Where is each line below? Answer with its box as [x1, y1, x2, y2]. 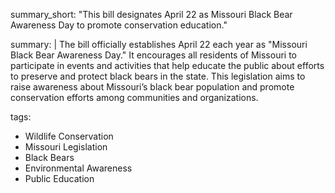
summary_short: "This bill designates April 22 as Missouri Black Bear [10, 9, 293, 20]
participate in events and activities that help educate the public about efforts [10, 60, 325, 71]
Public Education [24, 173, 95, 184]
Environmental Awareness [24, 162, 133, 174]
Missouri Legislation [24, 141, 108, 153]
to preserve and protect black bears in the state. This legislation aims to [10, 70, 306, 82]
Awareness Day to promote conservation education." [10, 19, 228, 31]
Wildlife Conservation [24, 130, 114, 142]
